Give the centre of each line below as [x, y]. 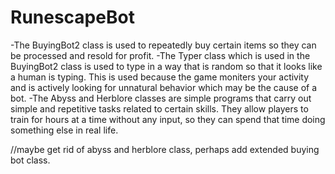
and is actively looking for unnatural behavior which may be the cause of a [163, 87]
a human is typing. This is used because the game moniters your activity [160, 77]
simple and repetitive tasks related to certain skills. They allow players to [159, 108]
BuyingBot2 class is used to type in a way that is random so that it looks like [166, 66]
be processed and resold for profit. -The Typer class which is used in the [160, 55]
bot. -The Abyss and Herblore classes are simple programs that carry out [161, 98]
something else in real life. [64, 130]
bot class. [30, 160]
